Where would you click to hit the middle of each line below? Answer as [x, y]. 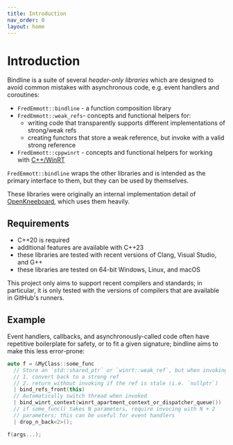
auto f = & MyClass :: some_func [51, 364]
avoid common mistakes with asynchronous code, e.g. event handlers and [113, 87]
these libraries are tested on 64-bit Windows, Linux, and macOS [109, 270]
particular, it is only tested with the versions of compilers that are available [113, 291]
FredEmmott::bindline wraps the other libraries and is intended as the [106, 174]
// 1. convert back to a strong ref [66, 377]
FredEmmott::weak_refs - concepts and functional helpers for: [104, 116]
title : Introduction [37, 14]
